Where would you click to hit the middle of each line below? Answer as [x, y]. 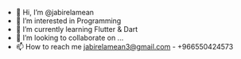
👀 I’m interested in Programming [68, 21]
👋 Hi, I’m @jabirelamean [54, 12]
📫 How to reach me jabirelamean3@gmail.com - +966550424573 [124, 47]
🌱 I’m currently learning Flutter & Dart [77, 29]
